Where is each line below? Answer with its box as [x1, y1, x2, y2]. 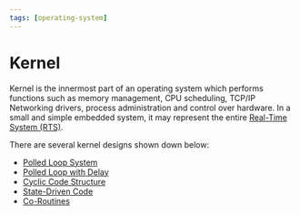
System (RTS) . [9, 121, 64, 132]
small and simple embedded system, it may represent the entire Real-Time [9, 111, 288, 123]
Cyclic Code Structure [22, 176, 106, 187]
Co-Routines [22, 195, 71, 206]
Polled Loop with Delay [22, 166, 109, 178]
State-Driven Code [22, 186, 94, 197]
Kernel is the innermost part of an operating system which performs [9, 83, 264, 94]
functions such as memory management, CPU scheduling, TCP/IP [9, 92, 256, 103]
